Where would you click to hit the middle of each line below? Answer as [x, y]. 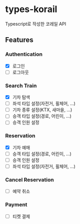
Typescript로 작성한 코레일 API [36, 24]
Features [19, 40]
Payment [16, 205]
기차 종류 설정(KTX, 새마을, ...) [42, 110]
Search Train [21, 86]
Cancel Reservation [29, 180]
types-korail [31, 9]
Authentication [24, 54]
